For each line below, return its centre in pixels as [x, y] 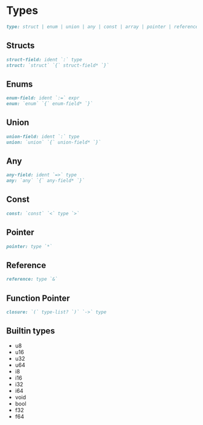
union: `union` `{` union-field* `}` [54, 142]
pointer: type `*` [29, 246]
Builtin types [31, 331]
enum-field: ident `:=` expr [43, 98]
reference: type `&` [32, 279]
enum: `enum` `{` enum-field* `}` [50, 104]
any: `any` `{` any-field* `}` [46, 181]
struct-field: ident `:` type [44, 59]
